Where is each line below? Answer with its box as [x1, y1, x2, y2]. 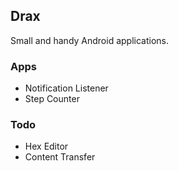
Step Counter [24, 93, 80, 105]
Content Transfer [24, 151, 96, 163]
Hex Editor [24, 140, 69, 153]
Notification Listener [24, 82, 109, 94]
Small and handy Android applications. [10, 34, 170, 46]
